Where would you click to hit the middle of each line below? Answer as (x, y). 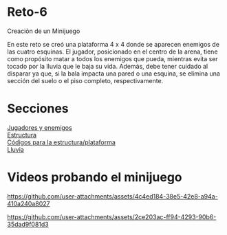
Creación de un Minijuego (44, 31)
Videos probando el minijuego (95, 178)
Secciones (38, 109)
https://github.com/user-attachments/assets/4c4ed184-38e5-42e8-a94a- (112, 196)
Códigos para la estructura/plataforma (61, 142)
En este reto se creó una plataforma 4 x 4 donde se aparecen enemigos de (113, 44)
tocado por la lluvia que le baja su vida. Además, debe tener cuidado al (108, 66)
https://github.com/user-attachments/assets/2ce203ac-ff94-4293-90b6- (112, 216)
